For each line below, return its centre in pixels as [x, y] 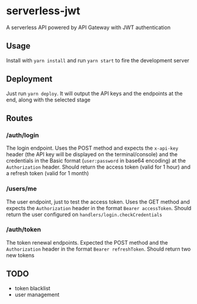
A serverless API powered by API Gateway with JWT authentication [88, 27]
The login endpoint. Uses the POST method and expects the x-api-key [92, 148]
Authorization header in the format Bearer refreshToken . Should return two [99, 249]
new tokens [20, 255]
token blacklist [32, 288]
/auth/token [24, 230]
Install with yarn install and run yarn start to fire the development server [98, 60]
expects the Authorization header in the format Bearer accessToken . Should [99, 208]
